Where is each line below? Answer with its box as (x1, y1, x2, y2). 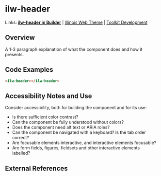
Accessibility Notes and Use (5, 92, 92, 100)
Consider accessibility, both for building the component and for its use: (5, 105, 147, 111)
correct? (12, 135, 29, 141)
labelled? (12, 150, 31, 156)
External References (5, 164, 68, 173)
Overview (5, 33, 35, 42)
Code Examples (5, 65, 53, 74)
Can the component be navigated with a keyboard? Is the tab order (12, 129, 146, 135)
